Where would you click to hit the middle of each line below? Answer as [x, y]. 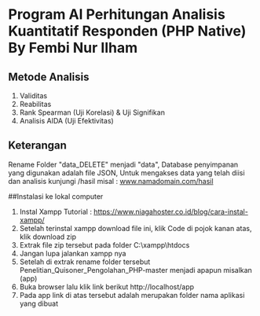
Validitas [33, 96]
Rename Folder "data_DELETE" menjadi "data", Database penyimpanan [123, 164]
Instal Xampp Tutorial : [56, 211]
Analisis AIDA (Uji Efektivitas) [66, 121]
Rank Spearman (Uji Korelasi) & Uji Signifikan [92, 112]
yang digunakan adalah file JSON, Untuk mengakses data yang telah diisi [126, 173]
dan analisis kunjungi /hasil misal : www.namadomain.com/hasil [111, 181]
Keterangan [37, 146]
